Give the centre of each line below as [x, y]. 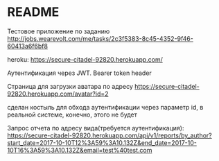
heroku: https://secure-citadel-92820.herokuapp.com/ [85, 59]
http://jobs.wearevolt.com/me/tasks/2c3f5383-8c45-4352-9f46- [100, 38]
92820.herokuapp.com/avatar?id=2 [58, 94]
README [33, 12]
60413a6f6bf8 [28, 46]
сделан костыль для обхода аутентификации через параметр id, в [105, 107]
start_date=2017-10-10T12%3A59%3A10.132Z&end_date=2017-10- [102, 142]
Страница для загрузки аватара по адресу [70, 86]
